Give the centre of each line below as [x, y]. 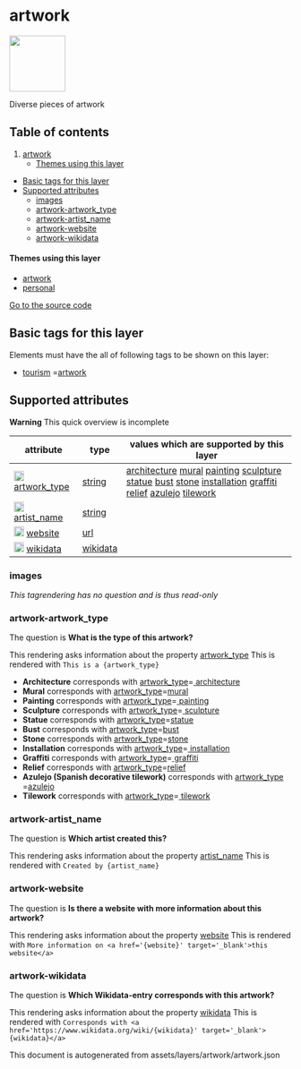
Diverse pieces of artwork [57, 104]
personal [39, 287]
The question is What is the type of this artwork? [101, 637]
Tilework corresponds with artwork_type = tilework [116, 796]
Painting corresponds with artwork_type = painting [116, 701]
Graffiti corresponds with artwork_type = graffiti [110, 758]
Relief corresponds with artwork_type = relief [104, 767]
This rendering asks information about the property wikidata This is [133, 1013]
